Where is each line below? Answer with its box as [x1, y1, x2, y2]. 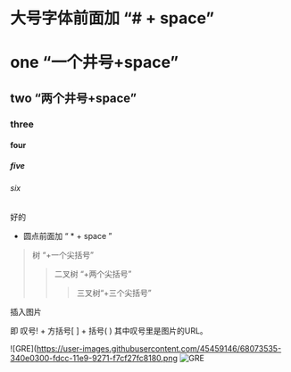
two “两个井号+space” [10, 90, 137, 105]
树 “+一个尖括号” [31, 249, 95, 260]
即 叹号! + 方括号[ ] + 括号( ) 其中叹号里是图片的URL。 [10, 325, 208, 335]
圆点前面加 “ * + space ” [22, 230, 112, 241]
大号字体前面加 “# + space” [10, 8, 215, 29]
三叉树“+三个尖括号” [76, 287, 152, 298]
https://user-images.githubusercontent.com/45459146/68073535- [36, 343, 282, 353]
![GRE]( [10, 343, 37, 353]
